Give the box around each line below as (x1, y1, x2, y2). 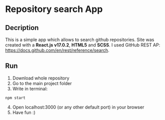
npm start (5, 95, 26, 100)
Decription (5, 23, 39, 32)
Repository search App (5, 3, 103, 15)
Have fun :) (12, 109, 36, 115)
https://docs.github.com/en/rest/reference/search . (5, 47, 109, 53)
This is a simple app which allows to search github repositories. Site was (5, 36, 154, 42)
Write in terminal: (12, 85, 48, 91)
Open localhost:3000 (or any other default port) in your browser (12, 104, 144, 110)
